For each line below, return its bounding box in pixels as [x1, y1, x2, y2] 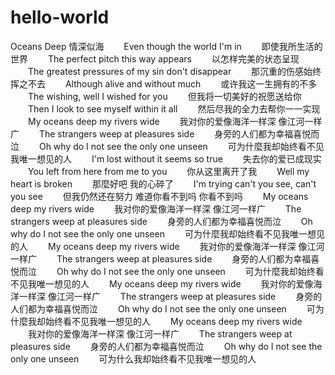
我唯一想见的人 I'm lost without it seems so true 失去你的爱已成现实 [10, 152, 322, 165]
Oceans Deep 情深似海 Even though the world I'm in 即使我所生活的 [10, 40, 323, 52]
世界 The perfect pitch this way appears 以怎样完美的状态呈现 [10, 52, 300, 65]
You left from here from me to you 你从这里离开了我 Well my [27, 165, 310, 177]
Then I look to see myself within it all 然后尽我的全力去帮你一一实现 [27, 102, 321, 115]
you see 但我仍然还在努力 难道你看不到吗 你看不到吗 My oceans [10, 190, 309, 202]
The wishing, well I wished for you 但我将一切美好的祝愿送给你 [27, 90, 302, 102]
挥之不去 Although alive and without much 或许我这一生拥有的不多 [10, 77, 318, 90]
